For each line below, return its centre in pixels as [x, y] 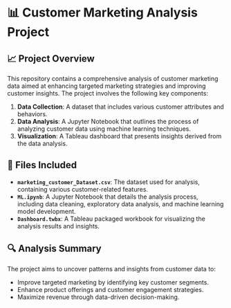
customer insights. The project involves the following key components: [108, 93]
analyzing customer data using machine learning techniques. [104, 129]
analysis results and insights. [58, 226]
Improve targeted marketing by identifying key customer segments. [113, 282]
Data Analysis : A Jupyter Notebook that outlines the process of [108, 121]
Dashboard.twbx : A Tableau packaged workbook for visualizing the [111, 219]
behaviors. [32, 114]
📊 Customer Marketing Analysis [103, 13]
